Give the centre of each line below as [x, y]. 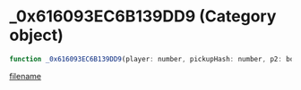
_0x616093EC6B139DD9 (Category [143, 16]
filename [26, 76]
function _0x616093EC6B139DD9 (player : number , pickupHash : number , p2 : [146, 59]
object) [37, 35]
